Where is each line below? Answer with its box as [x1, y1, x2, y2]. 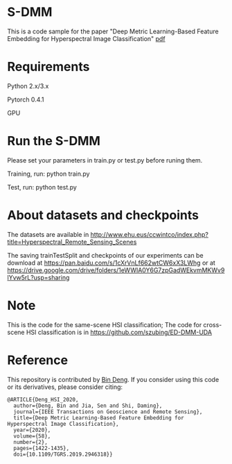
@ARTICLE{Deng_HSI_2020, [7, 396, 79, 403]
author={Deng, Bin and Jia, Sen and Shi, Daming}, [13, 402, 163, 409]
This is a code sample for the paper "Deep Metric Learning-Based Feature [7, 27, 220, 35]
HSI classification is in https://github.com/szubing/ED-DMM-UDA [26, 328, 213, 336]
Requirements [7, 59, 90, 75]
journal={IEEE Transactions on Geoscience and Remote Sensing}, [13, 408, 203, 415]
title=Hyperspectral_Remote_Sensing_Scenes [7, 238, 137, 246]
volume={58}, [13, 432, 51, 440]
